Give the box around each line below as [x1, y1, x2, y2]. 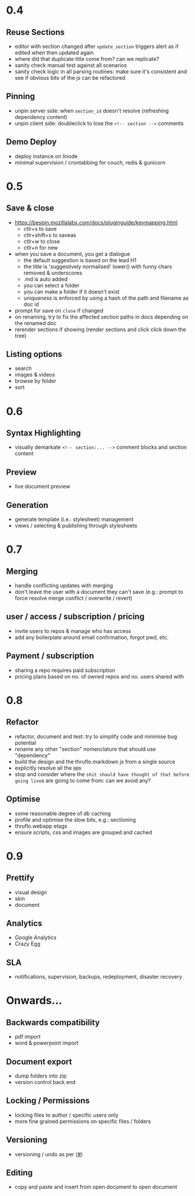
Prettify [6, 873, 35, 883]
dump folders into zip [14, 1072, 67, 1079]
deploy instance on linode [14, 152, 78, 160]
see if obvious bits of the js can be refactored [14, 75, 126, 81]
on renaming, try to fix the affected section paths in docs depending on [14, 313, 188, 320]
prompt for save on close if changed [14, 307, 103, 314]
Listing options [6, 349, 63, 359]
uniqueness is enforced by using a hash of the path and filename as [23, 294, 189, 301]
